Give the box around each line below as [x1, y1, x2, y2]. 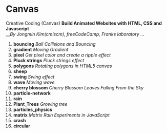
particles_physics [13, 106, 53, 112]
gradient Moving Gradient [13, 46, 69, 52]
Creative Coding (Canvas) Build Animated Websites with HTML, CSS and [6, 20, 162, 26]
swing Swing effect [13, 73, 55, 80]
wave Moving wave [13, 79, 55, 85]
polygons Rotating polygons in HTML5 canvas [13, 63, 112, 69]
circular [13, 123, 30, 129]
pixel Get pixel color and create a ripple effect [13, 52, 111, 58]
